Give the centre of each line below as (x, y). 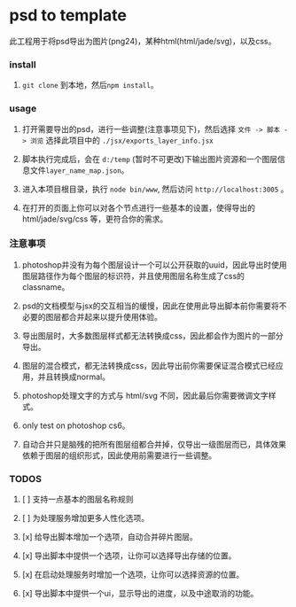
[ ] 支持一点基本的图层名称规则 (78, 499)
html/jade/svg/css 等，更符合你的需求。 (95, 219)
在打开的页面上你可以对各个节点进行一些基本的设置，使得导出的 (138, 207)
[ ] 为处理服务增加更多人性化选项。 (85, 518)
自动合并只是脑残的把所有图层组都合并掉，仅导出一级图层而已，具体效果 (154, 444)
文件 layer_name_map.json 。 (79, 170)
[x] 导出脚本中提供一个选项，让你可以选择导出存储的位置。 (129, 556)
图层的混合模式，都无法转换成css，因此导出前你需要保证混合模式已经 (149, 365)
